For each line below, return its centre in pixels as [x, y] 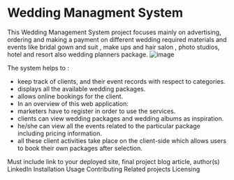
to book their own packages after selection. [80, 148]
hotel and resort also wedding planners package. [78, 54]
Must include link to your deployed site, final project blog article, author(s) [114, 161]
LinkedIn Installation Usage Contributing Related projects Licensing [104, 169]
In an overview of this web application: [73, 103]
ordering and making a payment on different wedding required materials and [117, 39]
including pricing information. [60, 133]
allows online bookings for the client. [70, 96]
